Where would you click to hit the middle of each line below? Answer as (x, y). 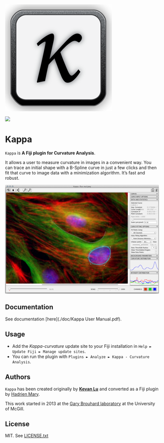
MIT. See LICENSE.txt (27, 436)
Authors (18, 377)
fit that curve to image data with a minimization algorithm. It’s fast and (75, 172)
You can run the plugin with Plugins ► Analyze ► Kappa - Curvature (81, 357)
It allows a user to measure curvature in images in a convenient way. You (78, 162)
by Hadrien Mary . (22, 394)
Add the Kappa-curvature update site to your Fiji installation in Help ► (82, 346)
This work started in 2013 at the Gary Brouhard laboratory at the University (80, 403)
